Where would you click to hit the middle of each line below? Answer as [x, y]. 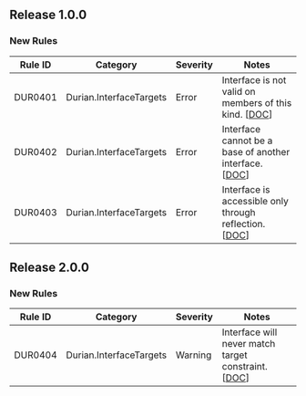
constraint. [245, 367]
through [239, 212]
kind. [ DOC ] [247, 114]
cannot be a [247, 141]
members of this [257, 102]
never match [249, 344]
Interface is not [254, 79]
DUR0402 [36, 151]
